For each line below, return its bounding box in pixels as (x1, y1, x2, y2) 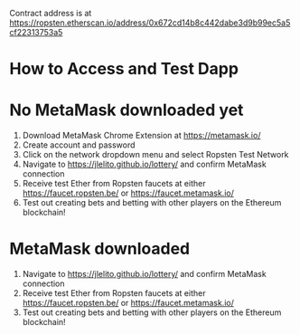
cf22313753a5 (9, 27, 63, 37)
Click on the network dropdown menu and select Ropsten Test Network (22, 149, 289, 160)
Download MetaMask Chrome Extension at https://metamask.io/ (22, 130, 261, 141)
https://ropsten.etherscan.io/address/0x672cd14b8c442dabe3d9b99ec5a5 (9, 17, 291, 28)
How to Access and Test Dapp (9, 59, 239, 80)
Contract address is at (9, 8, 92, 18)
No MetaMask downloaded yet (9, 100, 244, 120)
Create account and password (22, 139, 136, 150)
